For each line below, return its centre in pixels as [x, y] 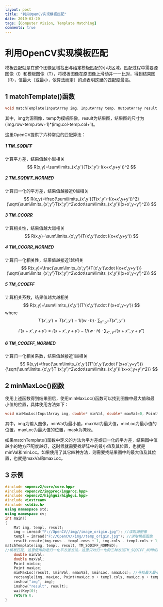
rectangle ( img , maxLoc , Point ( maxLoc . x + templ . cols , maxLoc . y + [81, 577]
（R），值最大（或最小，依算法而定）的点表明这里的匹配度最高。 [69, 80]
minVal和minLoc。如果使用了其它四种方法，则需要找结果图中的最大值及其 [78, 452]
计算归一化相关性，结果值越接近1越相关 [44, 260]
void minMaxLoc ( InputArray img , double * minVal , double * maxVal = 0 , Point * [82, 414]
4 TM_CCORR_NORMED [30, 247]
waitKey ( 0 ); [26, 591]
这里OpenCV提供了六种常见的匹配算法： [45, 134]
